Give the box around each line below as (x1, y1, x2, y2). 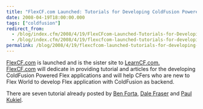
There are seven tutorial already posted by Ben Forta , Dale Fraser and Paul (6, 90, 192, 97)
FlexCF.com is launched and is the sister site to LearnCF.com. (6, 58, 160, 66)
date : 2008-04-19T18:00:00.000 (6, 14, 85, 20)
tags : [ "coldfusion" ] (6, 20, 61, 26)
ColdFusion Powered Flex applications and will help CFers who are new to (6, 72, 190, 79)
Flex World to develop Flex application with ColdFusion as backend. (6, 78, 175, 85)
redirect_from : (6, 25, 45, 32)
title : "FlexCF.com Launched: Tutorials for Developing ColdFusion (6, 8, 180, 15)
